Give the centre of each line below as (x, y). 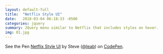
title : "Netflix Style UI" (34, 14)
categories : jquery (25, 23)
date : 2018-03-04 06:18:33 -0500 (41, 19)
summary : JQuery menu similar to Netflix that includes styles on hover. (82, 28)
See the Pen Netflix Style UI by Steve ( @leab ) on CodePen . (64, 46)
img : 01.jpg (17, 32)
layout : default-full (27, 10)
